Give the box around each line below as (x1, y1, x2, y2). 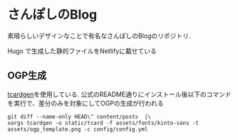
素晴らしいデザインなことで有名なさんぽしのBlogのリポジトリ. (7, 31, 191, 40)
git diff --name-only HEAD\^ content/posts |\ (7, 113, 152, 120)
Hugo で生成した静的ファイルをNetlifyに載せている (7, 46, 157, 55)
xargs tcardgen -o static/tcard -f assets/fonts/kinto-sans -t (7, 119, 200, 126)
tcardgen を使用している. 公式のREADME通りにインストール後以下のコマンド (7, 90, 232, 99)
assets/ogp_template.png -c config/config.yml (7, 126, 148, 133)
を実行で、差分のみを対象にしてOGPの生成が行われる (7, 99, 164, 107)
